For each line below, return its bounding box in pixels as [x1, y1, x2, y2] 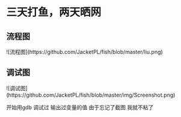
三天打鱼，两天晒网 [6, 5, 102, 19]
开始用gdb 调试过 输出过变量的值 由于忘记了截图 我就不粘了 [6, 103, 154, 111]
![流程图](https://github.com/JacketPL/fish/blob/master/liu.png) [6, 49, 164, 55]
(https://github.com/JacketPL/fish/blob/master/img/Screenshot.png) [6, 91, 176, 98]
